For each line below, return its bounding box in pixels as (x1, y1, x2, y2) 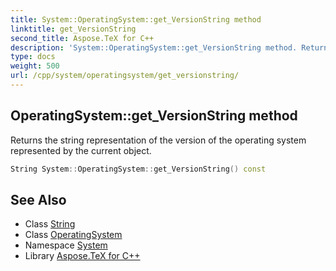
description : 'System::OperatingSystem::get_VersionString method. (10, 42, 298, 53)
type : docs (10, 52, 56, 62)
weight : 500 (10, 61, 60, 71)
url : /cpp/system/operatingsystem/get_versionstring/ (10, 71, 240, 81)
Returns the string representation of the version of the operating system (10, 134, 307, 146)
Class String (24, 218, 76, 230)
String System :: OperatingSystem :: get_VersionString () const (10, 164, 267, 174)
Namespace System (24, 239, 108, 251)
